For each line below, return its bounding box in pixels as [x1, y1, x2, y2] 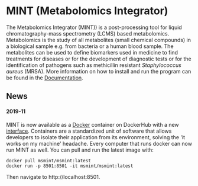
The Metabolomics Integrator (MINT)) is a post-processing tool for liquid [6, 24, 182, 31]
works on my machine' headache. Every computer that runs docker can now [6, 140, 192, 147]
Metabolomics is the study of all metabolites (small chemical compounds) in [6, 36, 191, 43]
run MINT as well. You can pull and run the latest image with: [6, 146, 154, 153]
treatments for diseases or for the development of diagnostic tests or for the [6, 55, 191, 62]
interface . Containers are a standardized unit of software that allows [6, 127, 172, 134]
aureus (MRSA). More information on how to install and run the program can [6, 68, 191, 75]
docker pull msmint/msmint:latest [6, 158, 92, 163]
